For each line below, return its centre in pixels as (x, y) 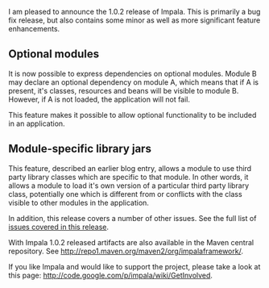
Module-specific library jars (80, 149)
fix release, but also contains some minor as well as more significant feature (134, 20)
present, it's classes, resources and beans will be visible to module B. (124, 90)
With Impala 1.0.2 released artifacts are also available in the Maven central (131, 242)
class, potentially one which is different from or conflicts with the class (126, 194)
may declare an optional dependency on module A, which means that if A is (134, 82)
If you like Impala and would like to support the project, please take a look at (134, 266)
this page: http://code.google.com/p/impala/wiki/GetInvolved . (111, 275)
